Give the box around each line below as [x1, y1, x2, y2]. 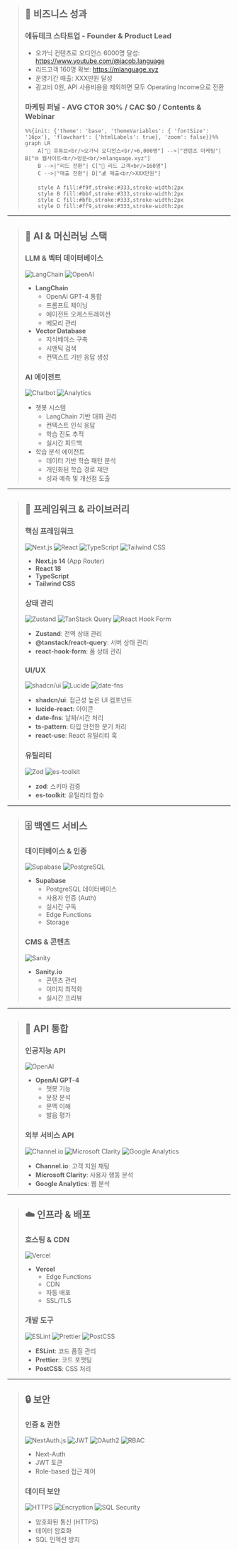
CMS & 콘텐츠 [24, 937, 71, 947]
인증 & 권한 [24, 1420, 60, 1430]
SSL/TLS [45, 1297, 72, 1305]
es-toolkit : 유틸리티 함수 [35, 790, 105, 799]
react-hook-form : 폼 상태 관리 [35, 646, 122, 655]
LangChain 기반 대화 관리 [45, 411, 118, 421]
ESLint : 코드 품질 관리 [35, 1346, 96, 1355]
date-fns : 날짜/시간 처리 [35, 714, 104, 722]
